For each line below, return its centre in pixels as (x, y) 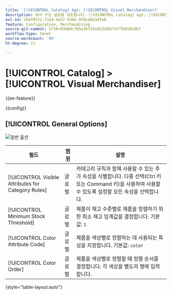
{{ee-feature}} (20, 98)
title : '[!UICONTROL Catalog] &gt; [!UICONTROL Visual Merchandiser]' (82, 10)
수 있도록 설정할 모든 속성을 (107, 191)
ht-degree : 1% (20, 43)
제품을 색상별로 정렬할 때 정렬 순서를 (117, 259)
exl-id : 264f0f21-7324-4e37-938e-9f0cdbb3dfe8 (56, 19)
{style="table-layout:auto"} (34, 287)
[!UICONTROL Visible (34, 177)
